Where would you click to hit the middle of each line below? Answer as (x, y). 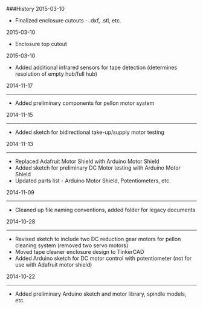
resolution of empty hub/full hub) (56, 74)
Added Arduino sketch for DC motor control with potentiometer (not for (103, 258)
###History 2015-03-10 (36, 9)
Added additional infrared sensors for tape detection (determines (96, 67)
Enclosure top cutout (41, 44)
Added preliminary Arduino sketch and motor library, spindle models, (101, 294)
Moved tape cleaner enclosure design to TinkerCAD (79, 252)
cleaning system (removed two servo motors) (72, 245)
